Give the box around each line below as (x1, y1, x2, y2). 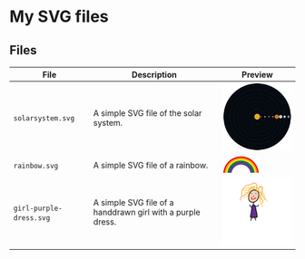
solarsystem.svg (13, 114, 75, 123)
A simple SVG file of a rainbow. (93, 159, 209, 170)
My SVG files (9, 6, 109, 27)
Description (131, 69, 177, 80)
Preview (241, 69, 274, 80)
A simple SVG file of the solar (93, 107, 202, 119)
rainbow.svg (13, 161, 59, 170)
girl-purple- (13, 204, 63, 213)
